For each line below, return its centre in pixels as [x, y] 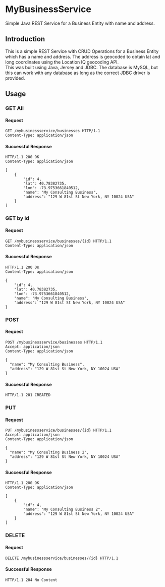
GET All [15, 108]
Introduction [25, 39]
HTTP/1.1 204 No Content [31, 580]
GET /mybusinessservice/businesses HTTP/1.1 [53, 131]
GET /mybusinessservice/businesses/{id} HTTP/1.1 [59, 241]
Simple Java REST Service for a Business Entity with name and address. [80, 23]
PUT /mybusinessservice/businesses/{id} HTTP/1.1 [59, 430]
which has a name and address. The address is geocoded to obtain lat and [83, 56]
